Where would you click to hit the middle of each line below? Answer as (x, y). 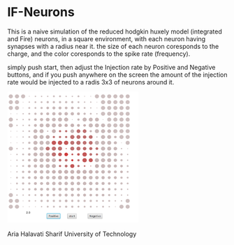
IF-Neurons (41, 12)
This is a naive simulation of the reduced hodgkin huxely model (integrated (115, 31)
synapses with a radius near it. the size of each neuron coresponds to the (113, 46)
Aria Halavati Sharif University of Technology (72, 234)
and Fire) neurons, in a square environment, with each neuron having (107, 38)
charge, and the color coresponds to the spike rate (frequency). (99, 54)
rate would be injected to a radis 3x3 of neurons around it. (91, 82)
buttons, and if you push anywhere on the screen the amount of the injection (117, 75)
